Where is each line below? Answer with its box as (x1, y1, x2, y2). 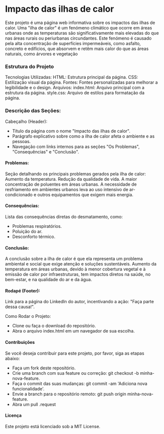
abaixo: (5, 355, 20, 361)
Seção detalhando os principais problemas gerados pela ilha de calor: (5, 170, 146, 177)
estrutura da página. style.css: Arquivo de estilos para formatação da (5, 90, 145, 96)
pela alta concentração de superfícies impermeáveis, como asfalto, (5, 40, 141, 46)
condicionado (5, 192, 33, 197)
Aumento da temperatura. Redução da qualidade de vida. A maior (5, 176, 137, 182)
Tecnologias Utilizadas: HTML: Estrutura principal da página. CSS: (5, 74, 139, 80)
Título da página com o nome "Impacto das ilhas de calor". (12, 128, 131, 134)
